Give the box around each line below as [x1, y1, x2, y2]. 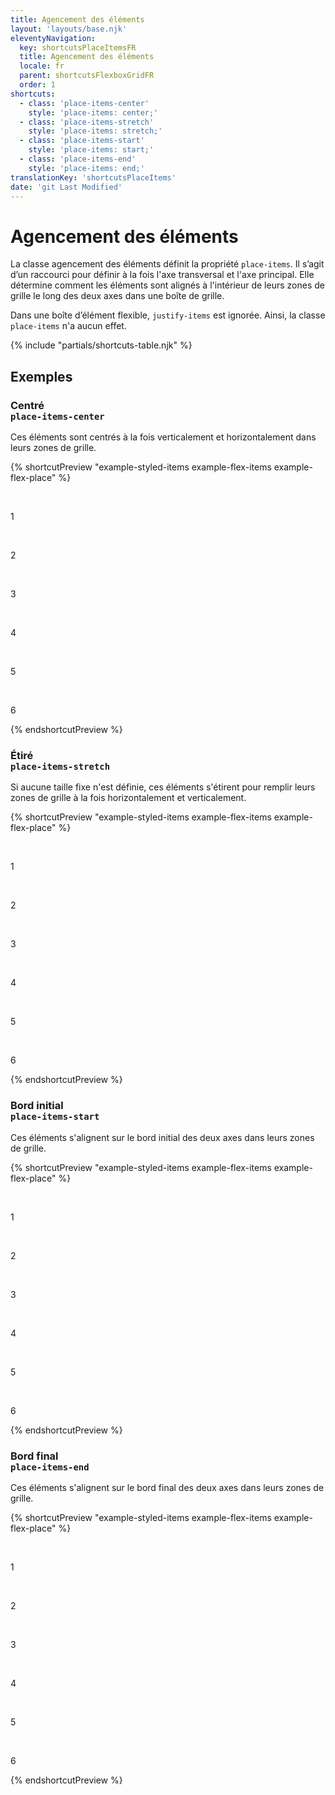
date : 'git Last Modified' [10, 182, 123, 192]
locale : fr [19, 61, 65, 71]
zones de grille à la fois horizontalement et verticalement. [10, 792, 247, 804]
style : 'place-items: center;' [28, 107, 159, 118]
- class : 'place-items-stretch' [19, 117, 155, 127]
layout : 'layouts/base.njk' [10, 24, 128, 34]
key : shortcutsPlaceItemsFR [19, 42, 137, 53]
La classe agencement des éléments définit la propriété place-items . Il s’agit [10, 258, 325, 270]
